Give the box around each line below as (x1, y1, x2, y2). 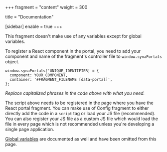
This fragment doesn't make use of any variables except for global (5, 33, 142, 39)
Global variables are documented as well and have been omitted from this (5, 136, 157, 142)
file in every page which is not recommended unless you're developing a (5, 121, 155, 127)
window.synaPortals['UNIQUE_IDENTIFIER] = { (5, 68, 99, 73)
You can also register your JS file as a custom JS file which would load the (5, 116, 159, 122)
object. (5, 59, 20, 64)
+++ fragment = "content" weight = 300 (5, 4, 88, 10)
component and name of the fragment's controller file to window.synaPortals (5, 53, 162, 59)
